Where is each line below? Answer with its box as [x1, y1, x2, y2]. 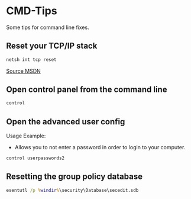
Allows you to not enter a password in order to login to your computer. [14, 144, 186, 151]
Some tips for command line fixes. [6, 24, 90, 31]
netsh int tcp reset [6, 56, 57, 63]
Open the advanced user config [6, 117, 125, 127]
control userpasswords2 [6, 155, 65, 161]
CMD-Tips [6, 4, 57, 18]
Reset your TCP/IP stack [6, 41, 98, 51]
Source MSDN [6, 67, 41, 75]
